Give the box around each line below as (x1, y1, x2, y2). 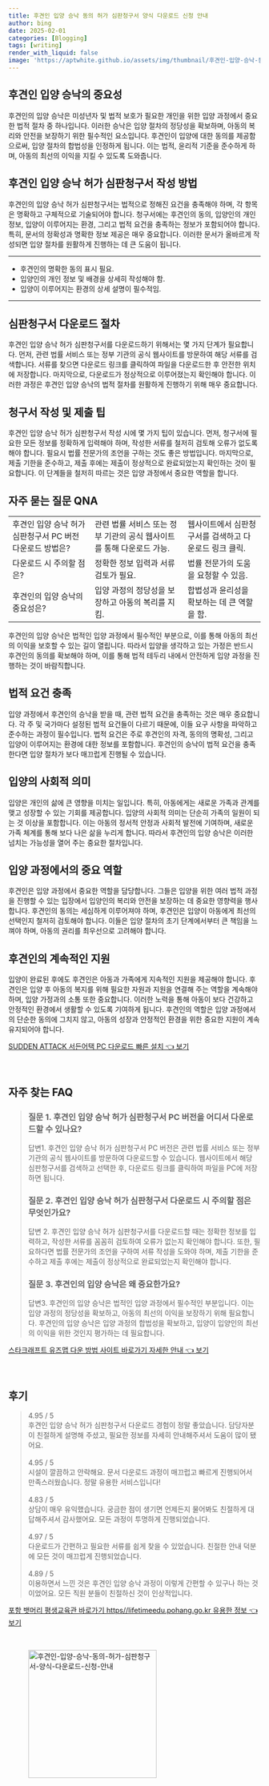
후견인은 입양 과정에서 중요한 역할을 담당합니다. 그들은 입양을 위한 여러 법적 (8, 886, 243, 896)
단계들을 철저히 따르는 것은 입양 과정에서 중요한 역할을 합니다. (46, 468, 239, 478)
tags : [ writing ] (8, 42, 62, 50)
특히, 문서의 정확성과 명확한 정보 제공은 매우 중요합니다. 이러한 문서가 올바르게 (8, 229, 252, 239)
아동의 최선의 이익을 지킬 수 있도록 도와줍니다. (18, 151, 163, 160)
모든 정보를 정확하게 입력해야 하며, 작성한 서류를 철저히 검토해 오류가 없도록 (22, 438, 259, 448)
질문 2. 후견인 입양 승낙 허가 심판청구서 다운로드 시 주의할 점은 (27, 1194, 252, 1206)
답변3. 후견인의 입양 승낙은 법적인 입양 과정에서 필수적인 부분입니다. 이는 (27, 1298, 255, 1308)
